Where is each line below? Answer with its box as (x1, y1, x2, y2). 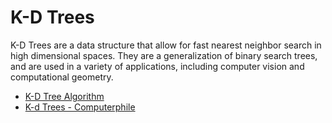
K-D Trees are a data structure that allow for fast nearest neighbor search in (10, 39, 322, 51)
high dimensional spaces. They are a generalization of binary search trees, (10, 49, 318, 61)
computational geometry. (10, 71, 114, 83)
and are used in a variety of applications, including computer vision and (10, 60, 305, 72)
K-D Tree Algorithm (24, 90, 105, 102)
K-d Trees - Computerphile (24, 101, 136, 113)
